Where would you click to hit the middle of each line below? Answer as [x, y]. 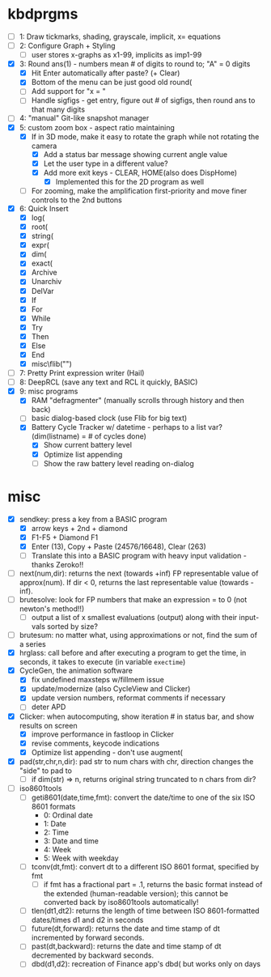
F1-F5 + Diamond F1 [65, 537]
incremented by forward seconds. [88, 938]
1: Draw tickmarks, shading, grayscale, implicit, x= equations [120, 36]
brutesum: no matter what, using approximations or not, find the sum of [138, 635]
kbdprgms [43, 14]
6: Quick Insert [44, 208]
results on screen [48, 725]
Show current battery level [88, 445]
